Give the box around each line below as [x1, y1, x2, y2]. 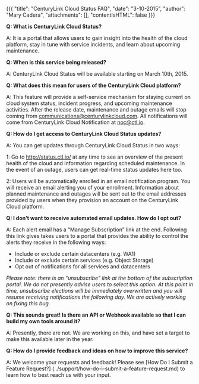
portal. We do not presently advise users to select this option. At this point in [6, 281, 194, 288]
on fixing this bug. [6, 300, 50, 306]
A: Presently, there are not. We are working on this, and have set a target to [6, 329, 190, 336]
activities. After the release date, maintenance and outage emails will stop [6, 106, 187, 113]
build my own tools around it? [6, 318, 81, 324]
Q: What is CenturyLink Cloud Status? [6, 23, 102, 30]
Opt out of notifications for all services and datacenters [14, 263, 150, 270]
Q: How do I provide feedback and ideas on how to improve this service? [6, 347, 188, 354]
